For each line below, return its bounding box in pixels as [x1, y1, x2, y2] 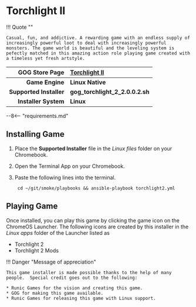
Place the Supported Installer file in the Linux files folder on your [14, 145, 173, 152]
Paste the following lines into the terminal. [14, 174, 116, 181]
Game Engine [26, 78, 65, 86]
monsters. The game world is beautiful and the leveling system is [6, 45, 175, 51]
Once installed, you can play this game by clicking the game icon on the [6, 217, 180, 224]
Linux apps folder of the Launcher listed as [6, 229, 110, 236]
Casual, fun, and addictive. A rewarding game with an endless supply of [6, 35, 191, 41]
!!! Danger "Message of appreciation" [6, 258, 96, 265]
